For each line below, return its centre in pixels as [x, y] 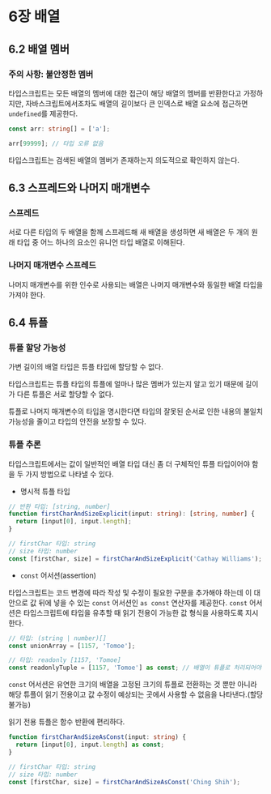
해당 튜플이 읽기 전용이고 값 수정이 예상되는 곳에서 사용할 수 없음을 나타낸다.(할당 [136, 694]
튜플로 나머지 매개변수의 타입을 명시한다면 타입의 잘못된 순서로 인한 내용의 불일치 [136, 412]
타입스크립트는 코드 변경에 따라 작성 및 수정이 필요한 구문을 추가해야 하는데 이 [130, 592]
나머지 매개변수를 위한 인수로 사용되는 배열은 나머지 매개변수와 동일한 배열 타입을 [136, 284]
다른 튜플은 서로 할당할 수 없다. [65, 395]
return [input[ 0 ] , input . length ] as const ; [90, 745]
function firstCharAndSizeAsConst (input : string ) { [97, 737]
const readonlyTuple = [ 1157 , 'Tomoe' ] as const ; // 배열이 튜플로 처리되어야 [135, 668]
